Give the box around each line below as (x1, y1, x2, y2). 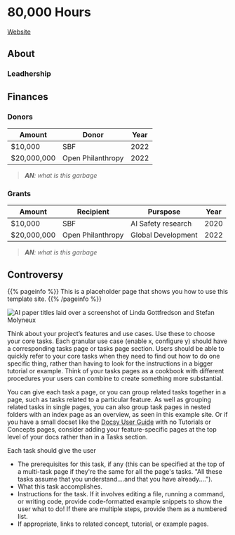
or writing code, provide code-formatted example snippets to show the (17, 497, 223, 506)
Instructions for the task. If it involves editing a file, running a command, (17, 490, 225, 498)
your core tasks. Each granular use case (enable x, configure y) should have (7, 337, 228, 345)
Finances (7, 91, 48, 103)
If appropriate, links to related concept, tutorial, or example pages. (17, 520, 209, 528)
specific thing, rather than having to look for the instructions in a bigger (7, 359, 213, 368)
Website (7, 27, 32, 36)
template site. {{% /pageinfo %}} (7, 295, 102, 303)
